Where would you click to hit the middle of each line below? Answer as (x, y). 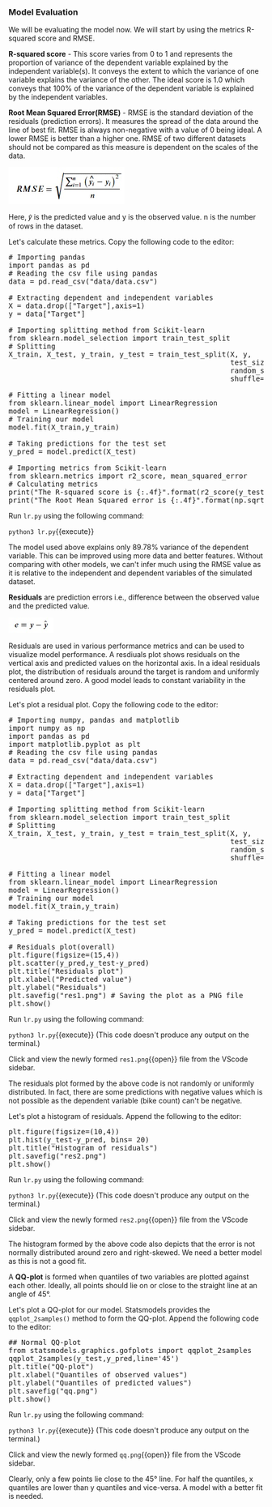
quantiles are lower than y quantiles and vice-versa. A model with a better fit (136, 1488)
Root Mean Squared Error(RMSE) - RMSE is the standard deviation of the (131, 113)
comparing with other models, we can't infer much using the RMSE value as (135, 565)
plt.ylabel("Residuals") (57, 988)
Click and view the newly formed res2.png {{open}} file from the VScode (128, 1220)
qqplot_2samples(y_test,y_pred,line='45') (94, 1359)
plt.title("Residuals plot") (66, 971)
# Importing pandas (47, 257)
